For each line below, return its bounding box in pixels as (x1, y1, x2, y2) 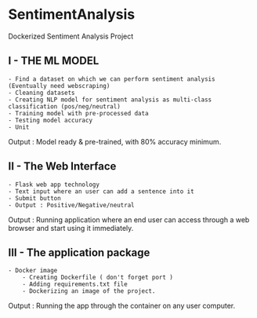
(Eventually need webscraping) (8, 82, 110, 90)
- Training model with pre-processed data (8, 109, 149, 117)
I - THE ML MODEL (8, 54, 100, 68)
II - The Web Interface (8, 159, 117, 174)
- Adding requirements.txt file (22, 280, 128, 288)
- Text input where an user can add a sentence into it (8, 187, 194, 196)
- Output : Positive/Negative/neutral (8, 201, 135, 209)
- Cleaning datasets (8, 89, 76, 97)
